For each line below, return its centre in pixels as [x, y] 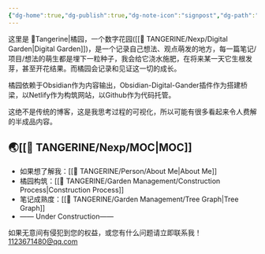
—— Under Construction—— [67, 216]
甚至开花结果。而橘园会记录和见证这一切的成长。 [101, 68]
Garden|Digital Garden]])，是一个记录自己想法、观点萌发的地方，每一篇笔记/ [132, 49]
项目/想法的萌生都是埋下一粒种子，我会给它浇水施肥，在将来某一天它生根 [127, 58]
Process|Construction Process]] [72, 190]
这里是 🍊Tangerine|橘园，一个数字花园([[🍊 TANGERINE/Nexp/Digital [118, 39]
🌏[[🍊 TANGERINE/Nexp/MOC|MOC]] [100, 147]
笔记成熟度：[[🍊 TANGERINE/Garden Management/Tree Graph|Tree [129, 199]
